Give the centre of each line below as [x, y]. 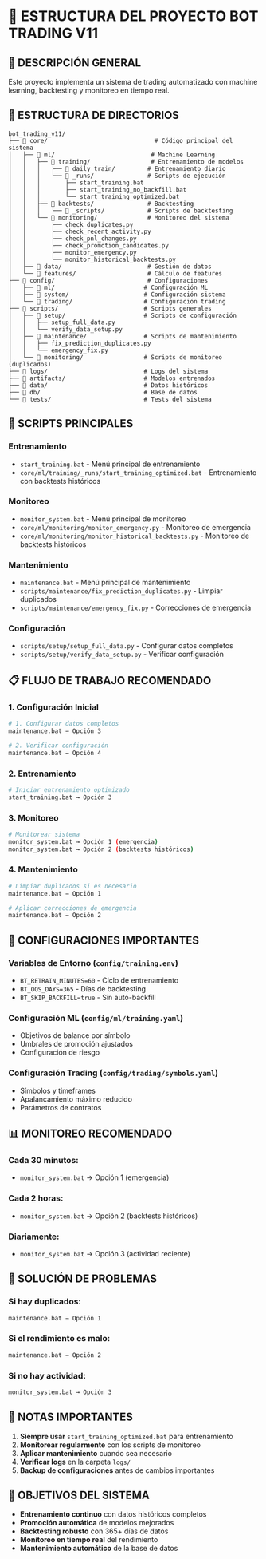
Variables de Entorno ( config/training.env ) [94, 963]
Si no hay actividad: [47, 1375]
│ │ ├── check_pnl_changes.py [72, 239]
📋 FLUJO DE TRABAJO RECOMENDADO [110, 681]
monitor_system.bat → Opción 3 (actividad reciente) [105, 1253]
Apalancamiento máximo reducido [76, 1099]
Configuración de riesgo [60, 1052]
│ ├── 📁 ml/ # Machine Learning [112, 155]
